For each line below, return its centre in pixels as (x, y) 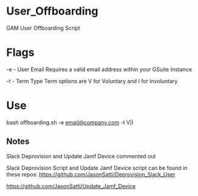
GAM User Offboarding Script (43, 28)
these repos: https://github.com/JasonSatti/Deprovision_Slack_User (91, 174)
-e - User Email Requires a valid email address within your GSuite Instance (99, 69)
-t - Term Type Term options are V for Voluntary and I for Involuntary (92, 81)
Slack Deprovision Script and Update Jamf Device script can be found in (97, 167)
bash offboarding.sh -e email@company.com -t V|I (70, 122)
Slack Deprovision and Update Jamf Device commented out (81, 156)
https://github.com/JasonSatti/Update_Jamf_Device (71, 186)
